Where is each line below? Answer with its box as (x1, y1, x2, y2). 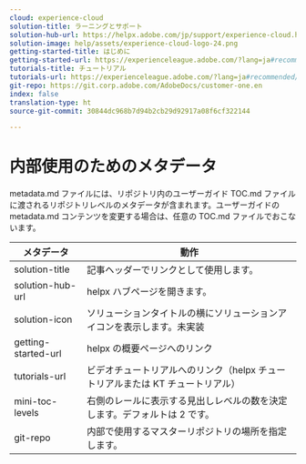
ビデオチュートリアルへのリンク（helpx (86, 364, 257, 377)
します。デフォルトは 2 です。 (86, 409, 215, 421)
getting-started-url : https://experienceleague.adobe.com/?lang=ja (9, 55, 271, 65)
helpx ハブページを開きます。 (86, 286, 212, 298)
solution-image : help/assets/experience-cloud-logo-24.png (9, 38, 239, 48)
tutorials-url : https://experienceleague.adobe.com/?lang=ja (9, 73, 247, 82)
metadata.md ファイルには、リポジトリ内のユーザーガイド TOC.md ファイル (9, 188, 296, 199)
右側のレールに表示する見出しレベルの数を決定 (86, 395, 288, 408)
